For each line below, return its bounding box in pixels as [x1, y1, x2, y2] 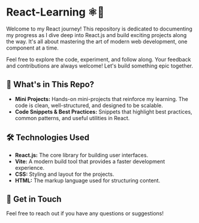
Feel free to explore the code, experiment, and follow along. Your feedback [6, 56, 191, 63]
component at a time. [6, 44, 59, 51]
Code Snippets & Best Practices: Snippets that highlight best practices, [14, 108, 193, 115]
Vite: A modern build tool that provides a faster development [14, 158, 165, 165]
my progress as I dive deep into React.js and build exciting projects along [6, 31, 187, 38]
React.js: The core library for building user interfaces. [14, 151, 149, 158]
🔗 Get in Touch [6, 194, 62, 204]
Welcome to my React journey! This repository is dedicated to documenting [6, 25, 193, 32]
